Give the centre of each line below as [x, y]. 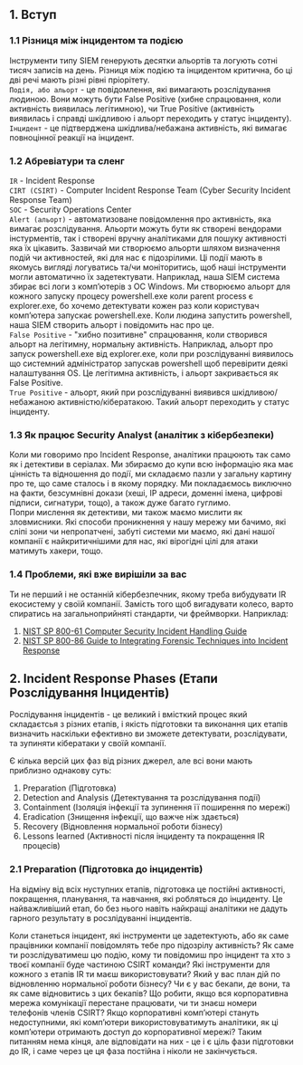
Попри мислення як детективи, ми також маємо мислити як [126, 513]
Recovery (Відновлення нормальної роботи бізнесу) [123, 827]
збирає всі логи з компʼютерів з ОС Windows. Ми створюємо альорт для [150, 286]
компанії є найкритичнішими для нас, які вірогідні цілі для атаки [134, 542]
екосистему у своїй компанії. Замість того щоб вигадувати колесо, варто [151, 604]
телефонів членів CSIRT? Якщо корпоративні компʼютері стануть [134, 1012]
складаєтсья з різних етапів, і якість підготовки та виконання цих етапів [148, 724]
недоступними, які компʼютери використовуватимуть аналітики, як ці [144, 1022]
